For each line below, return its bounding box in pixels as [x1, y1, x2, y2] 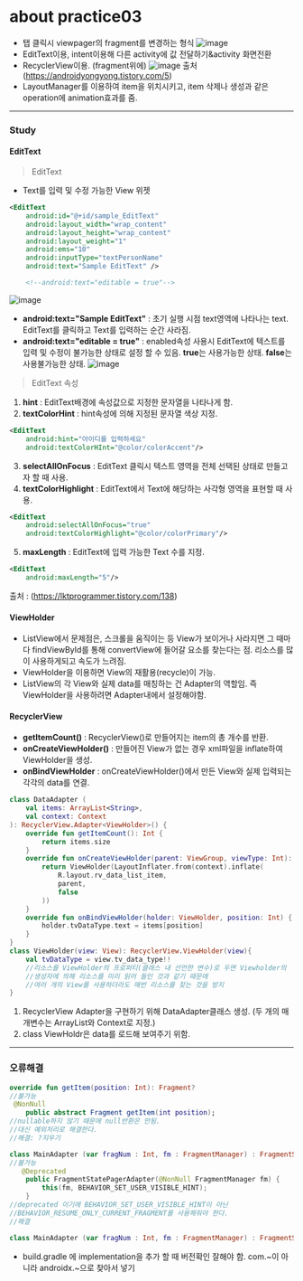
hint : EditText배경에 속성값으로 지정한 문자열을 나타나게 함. [22, 396, 234, 408]
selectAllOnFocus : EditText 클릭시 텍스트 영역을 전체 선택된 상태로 [22, 460, 264, 471]
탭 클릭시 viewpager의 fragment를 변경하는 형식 [22, 37, 195, 48]
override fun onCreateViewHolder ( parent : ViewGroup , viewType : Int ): [25, 854, 293, 863]
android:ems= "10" [25, 245, 91, 254]
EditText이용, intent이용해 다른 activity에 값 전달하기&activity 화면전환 [22, 48, 272, 60]
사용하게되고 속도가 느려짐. [32, 655, 127, 666]
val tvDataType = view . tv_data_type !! [25, 955, 171, 964]
